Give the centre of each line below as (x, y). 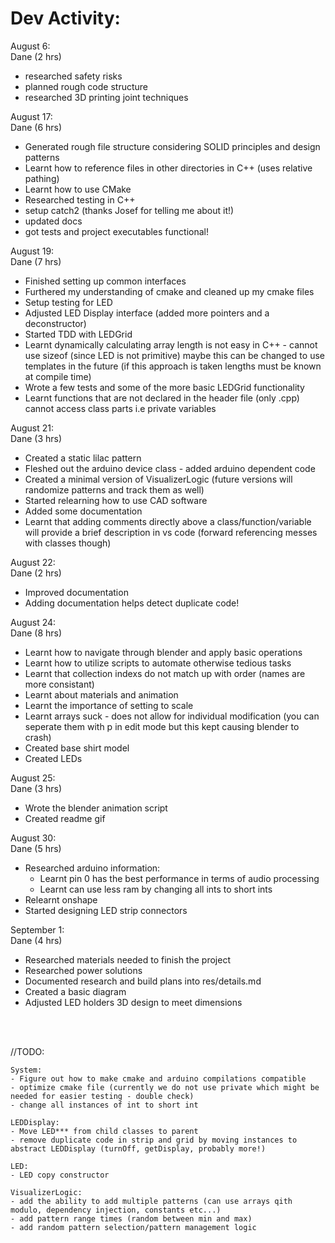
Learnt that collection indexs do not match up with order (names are (165, 673)
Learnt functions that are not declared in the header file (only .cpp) (162, 398)
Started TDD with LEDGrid (78, 334)
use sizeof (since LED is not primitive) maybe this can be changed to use (174, 355)
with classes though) (68, 543)
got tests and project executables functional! (116, 231)
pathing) (42, 178)
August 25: (33, 778)
